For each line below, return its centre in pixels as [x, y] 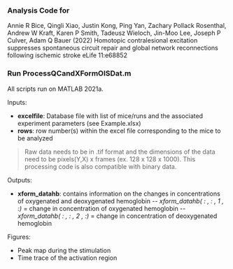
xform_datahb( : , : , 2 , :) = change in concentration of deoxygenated [117, 216]
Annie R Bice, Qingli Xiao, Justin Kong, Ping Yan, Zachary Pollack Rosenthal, [117, 26]
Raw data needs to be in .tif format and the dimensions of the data [120, 152]
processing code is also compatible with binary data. [100, 166]
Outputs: [20, 180]
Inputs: [17, 102]
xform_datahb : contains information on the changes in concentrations [119, 194]
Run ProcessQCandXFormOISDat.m [69, 73]
